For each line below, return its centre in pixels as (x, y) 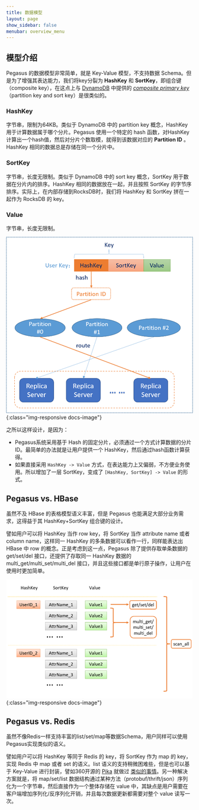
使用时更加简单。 (27, 571)
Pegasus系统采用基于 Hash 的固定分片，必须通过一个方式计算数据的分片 (103, 442)
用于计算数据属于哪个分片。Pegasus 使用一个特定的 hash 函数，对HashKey (98, 132)
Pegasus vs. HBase (42, 498)
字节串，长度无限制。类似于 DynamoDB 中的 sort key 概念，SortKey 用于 (95, 177)
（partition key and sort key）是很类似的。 (58, 96)
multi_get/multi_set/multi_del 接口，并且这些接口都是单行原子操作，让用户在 (99, 563)
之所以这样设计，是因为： (37, 430)
